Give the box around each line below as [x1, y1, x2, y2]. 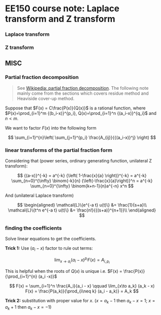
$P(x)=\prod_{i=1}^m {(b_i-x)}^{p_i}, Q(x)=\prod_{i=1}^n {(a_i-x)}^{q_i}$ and [5, 110, 157, 116]
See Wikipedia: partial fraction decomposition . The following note [17, 85, 149, 91]
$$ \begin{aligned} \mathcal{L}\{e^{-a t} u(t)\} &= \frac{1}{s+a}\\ [17, 202, 147, 208]
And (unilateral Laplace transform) [5, 192, 74, 199]
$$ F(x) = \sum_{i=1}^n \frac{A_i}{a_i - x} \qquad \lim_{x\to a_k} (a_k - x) [9, 283, 155, 289]
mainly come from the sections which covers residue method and [17, 90, 149, 96]
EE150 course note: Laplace [5, 3, 120, 14]
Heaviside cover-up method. [17, 95, 75, 101]
